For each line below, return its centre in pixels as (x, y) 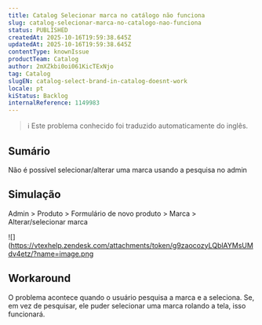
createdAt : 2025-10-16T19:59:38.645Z (70, 37)
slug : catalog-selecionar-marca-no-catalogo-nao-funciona (105, 23)
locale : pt (26, 88)
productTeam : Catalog (44, 60)
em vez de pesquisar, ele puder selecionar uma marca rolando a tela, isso (127, 305)
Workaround (40, 278)
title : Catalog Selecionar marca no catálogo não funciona (107, 15)
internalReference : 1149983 (54, 103)
